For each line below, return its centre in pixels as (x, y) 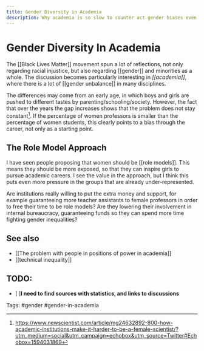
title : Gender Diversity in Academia (54, 12)
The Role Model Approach (56, 148)
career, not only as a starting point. (50, 129)
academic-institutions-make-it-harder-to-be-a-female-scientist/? (97, 329)
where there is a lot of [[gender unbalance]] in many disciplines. (86, 84)
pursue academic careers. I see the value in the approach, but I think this (97, 175)
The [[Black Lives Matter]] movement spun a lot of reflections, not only (95, 64)
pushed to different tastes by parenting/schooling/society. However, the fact (102, 102)
